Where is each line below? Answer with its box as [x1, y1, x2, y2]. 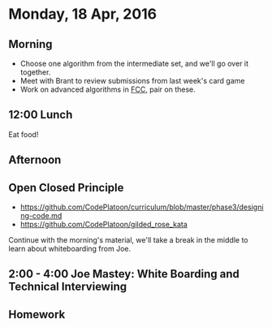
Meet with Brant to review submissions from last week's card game [19, 76, 245, 85]
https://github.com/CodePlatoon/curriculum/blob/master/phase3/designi [19, 202, 264, 212]
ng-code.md [19, 211, 63, 221]
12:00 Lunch [8, 108, 73, 122]
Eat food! [8, 129, 39, 139]
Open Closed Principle [8, 180, 124, 195]
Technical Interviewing [8, 280, 127, 294]
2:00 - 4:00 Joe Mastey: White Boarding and [8, 267, 240, 281]
